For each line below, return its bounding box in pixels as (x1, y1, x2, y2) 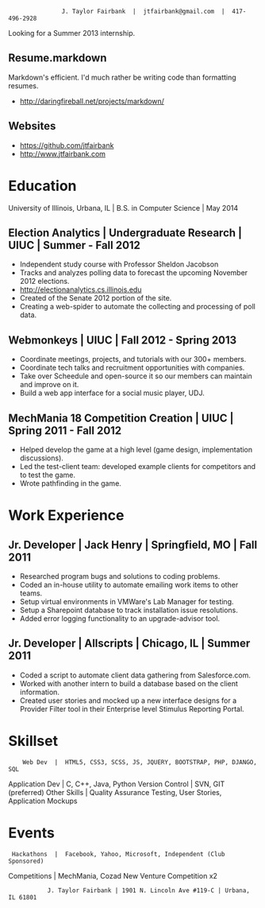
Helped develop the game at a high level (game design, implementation (19, 445, 253, 454)
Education (8, 177, 77, 195)
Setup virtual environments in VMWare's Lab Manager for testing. (19, 597, 234, 606)
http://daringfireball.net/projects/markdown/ (19, 96, 165, 106)
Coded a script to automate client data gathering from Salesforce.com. (19, 670, 252, 680)
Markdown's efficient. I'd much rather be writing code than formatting (8, 72, 236, 82)
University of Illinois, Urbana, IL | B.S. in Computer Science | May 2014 (8, 203, 239, 212)
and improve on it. (19, 380, 79, 390)
